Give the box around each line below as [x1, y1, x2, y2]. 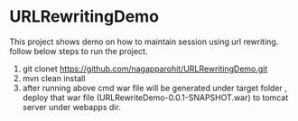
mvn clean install [22, 72, 86, 83]
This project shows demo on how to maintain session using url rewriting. [9, 36, 279, 47]
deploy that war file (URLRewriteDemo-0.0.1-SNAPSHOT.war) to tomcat [22, 92, 289, 103]
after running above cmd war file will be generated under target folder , [22, 82, 287, 93]
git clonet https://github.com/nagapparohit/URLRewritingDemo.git [22, 63, 268, 74]
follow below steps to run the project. [9, 45, 148, 56]
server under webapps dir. [22, 101, 122, 112]
